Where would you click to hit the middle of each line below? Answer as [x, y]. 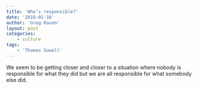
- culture [29, 39]
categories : [21, 34]
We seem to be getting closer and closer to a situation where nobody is [94, 67]
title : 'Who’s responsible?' [42, 12]
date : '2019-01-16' [30, 17]
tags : [13, 45]
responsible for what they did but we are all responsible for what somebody [99, 73]
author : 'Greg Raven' [33, 23]
